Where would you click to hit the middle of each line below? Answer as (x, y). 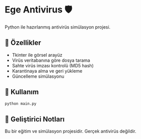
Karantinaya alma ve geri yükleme (47, 71)
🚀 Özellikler (23, 43)
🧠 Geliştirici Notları (35, 119)
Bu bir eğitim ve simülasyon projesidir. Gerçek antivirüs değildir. (70, 131)
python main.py (21, 103)
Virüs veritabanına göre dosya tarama (51, 60)
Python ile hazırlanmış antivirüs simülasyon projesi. (58, 27)
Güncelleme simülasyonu (38, 76)
